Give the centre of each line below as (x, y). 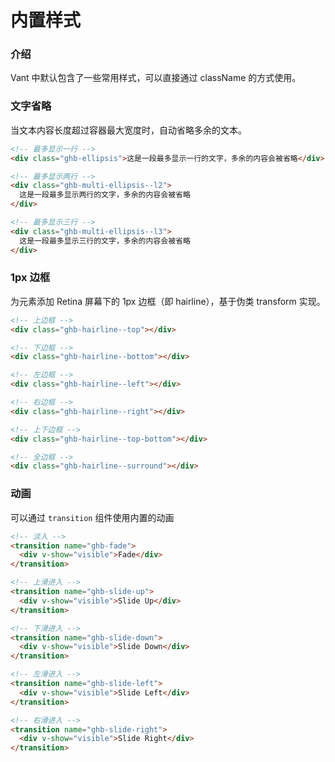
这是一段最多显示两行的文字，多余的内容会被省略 (105, 195)
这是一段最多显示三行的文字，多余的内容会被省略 (105, 241)
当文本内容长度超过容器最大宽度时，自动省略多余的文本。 (128, 130)
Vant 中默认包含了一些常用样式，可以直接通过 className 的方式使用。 (156, 78)
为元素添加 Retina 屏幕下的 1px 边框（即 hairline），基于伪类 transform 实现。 (168, 301)
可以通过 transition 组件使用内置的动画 (92, 517)
